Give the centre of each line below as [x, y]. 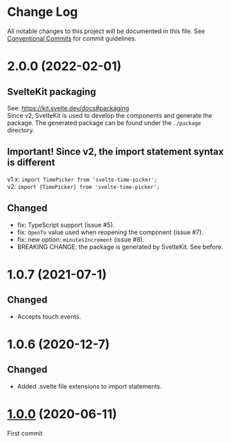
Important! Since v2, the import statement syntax [115, 152]
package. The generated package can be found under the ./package [104, 123]
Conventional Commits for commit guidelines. [72, 38]
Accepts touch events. [49, 316]
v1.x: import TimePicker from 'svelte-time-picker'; [82, 179]
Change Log [42, 12]
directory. [21, 130]
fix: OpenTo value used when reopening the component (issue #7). [110, 232]
